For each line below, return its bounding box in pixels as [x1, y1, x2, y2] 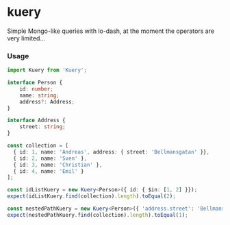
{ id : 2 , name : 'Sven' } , [13, 155, 88, 162]
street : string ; [19, 123, 66, 130]
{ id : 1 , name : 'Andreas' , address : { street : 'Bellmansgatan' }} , [13, 148, 210, 155]
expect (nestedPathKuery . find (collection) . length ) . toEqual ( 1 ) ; [7, 211, 188, 218]
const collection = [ [7, 142, 69, 150]
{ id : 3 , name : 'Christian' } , [13, 161, 103, 168]
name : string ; [19, 92, 60, 99]
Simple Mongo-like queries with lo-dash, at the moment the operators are [7, 27, 214, 35]
